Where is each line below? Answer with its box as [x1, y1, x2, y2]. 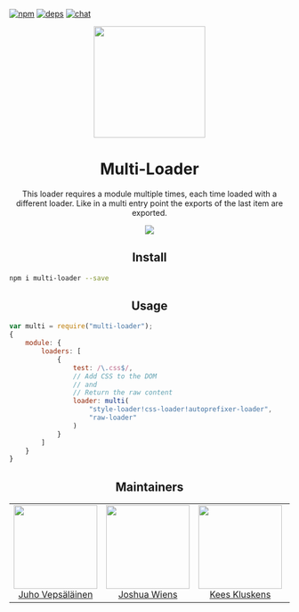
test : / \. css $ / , [72, 363, 133, 372]
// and [72, 380, 98, 389]
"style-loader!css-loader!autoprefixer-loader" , [88, 405, 273, 414]
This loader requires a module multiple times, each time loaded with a [21, 188, 278, 199]
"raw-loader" [88, 413, 138, 423]
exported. [132, 207, 167, 218]
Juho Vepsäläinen [18, 589, 93, 601]
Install [132, 250, 167, 265]
